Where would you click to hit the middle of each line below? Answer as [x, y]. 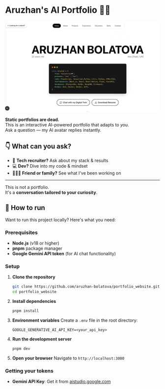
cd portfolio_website [34, 292]
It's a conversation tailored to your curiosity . [51, 193]
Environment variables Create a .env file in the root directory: [75, 320]
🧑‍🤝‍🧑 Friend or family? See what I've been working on [67, 173]
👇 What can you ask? [38, 146]
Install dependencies [34, 301]
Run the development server [42, 339]
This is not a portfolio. [27, 187]
